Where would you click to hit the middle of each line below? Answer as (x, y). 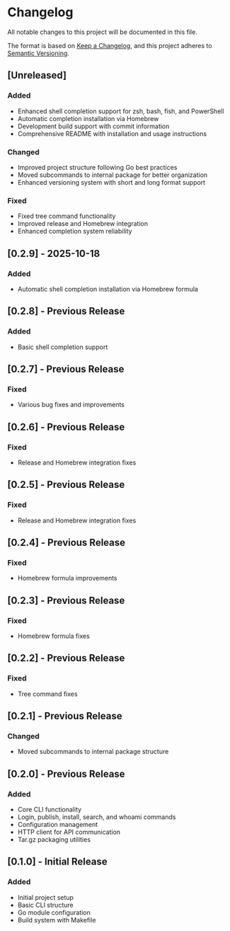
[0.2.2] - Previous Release (66, 658)
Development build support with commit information (93, 126)
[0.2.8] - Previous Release (66, 311)
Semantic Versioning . (38, 53)
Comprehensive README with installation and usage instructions (112, 133)
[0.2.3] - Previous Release (66, 600)
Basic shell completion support (63, 347)
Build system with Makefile (57, 920)
